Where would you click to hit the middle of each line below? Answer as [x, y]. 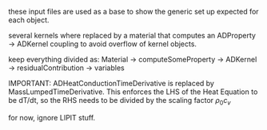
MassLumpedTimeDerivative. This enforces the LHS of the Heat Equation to [133, 92]
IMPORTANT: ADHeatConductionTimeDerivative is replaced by [111, 83]
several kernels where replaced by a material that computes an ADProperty [132, 35]
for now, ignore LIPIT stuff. [52, 117]
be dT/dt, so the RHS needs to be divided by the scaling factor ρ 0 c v [120, 101]
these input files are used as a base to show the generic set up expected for [133, 12]
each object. [29, 20]
